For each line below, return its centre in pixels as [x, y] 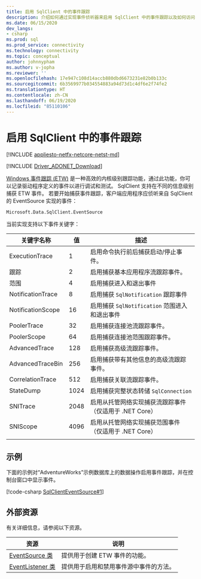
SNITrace [22, 406]
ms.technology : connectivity [42, 51]
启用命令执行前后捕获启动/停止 [133, 252]
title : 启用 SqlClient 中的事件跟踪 [48, 12]
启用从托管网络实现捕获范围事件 [135, 422]
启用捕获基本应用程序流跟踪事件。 [138, 272]
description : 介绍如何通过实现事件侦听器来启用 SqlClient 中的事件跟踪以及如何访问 [101, 17]
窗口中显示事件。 [37, 480]
